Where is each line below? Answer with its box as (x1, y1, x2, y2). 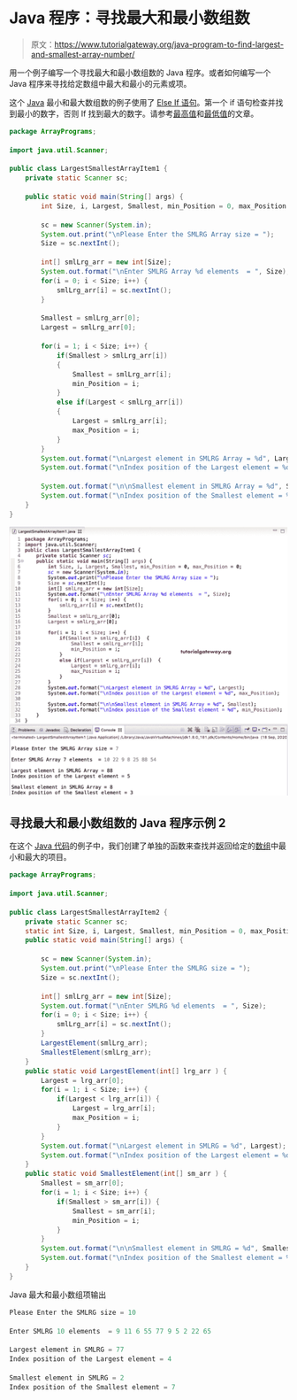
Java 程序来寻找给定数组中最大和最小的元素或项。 (9, 78, 192, 89)
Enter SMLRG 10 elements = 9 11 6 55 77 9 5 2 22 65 (9, 1327, 212, 1335)
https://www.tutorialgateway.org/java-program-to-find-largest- (54, 39, 285, 50)
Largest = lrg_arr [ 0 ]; (41, 1076, 125, 1085)
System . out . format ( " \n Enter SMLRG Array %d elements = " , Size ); (41, 267, 291, 276)
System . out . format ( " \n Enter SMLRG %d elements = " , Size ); (41, 1002, 267, 1010)
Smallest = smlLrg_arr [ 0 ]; (41, 313, 141, 323)
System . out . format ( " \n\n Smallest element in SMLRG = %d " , (41, 1244, 259, 1253)
